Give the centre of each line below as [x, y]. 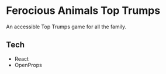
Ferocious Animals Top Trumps [83, 11]
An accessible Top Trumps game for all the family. [66, 27]
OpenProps [28, 65]
